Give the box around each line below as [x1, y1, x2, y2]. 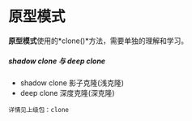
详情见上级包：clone [8, 106, 70, 114]
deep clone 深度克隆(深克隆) [19, 88, 115, 97]
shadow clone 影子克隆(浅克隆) [19, 78, 124, 88]
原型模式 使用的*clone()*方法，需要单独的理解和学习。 [8, 36, 189, 45]
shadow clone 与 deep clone [8, 56, 106, 66]
